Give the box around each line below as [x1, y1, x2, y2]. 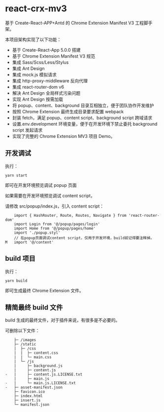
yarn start [5, 173, 28, 178]
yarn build [5, 278, 28, 283]
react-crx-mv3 [5, 3, 67, 14]
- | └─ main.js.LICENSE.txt [5, 380, 76, 386]
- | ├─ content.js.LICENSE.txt [5, 372, 83, 377]
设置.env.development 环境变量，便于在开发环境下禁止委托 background [12, 121, 158, 127]
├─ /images [14, 338, 36, 343]
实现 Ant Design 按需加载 [12, 96, 64, 102]
